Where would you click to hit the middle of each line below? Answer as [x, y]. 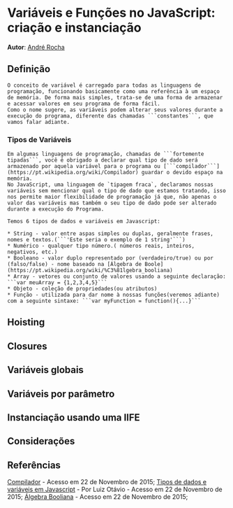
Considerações [41, 441]
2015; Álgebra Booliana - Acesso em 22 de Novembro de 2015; [98, 497]
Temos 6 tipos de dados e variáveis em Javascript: [84, 222]
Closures [27, 346]
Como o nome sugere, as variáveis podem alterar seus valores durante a [115, 110]
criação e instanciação [74, 28]
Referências [34, 465]
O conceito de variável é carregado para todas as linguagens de [104, 85]
